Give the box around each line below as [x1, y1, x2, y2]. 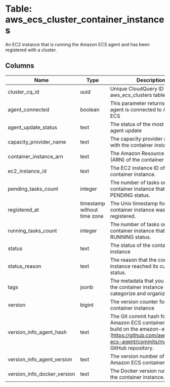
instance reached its [110, 262, 158, 269]
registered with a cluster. [5, 47, 57, 53]
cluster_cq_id [8, 88, 39, 95]
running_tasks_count [8, 227, 57, 234]
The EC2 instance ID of [110, 164, 165, 171]
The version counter [110, 298, 158, 305]
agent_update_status [8, 124, 57, 131]
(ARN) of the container [110, 156, 164, 163]
